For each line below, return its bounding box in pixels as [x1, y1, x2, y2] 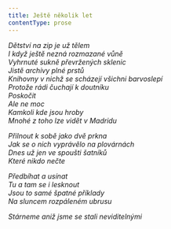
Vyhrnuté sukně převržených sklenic [8, 57, 127, 67]
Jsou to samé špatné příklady [8, 188, 105, 198]
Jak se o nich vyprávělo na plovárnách [8, 139, 135, 149]
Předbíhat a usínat [8, 171, 68, 181]
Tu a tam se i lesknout [8, 179, 80, 189]
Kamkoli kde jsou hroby [8, 107, 84, 116]
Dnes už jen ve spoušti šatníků [8, 147, 107, 157]
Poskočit [8, 90, 37, 100]
